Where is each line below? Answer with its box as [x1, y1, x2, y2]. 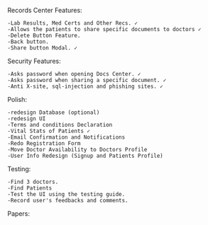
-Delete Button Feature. [7, 32, 81, 39]
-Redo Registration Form [7, 140, 81, 147]
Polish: [7, 96, 27, 103]
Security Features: [7, 57, 62, 65]
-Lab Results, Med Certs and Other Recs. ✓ [7, 20, 138, 27]
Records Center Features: [7, 6, 83, 14]
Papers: [7, 209, 31, 218]
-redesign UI [7, 115, 46, 122]
